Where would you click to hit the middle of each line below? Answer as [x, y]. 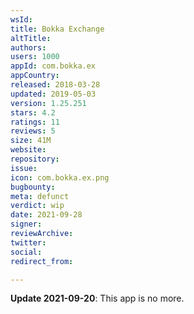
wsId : [21, 19]
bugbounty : [33, 187]
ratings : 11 [35, 122]
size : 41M [31, 141]
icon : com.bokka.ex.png [60, 177]
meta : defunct [40, 196]
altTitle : [31, 38]
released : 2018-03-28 [55, 85]
